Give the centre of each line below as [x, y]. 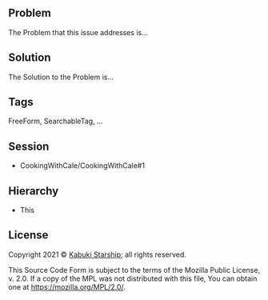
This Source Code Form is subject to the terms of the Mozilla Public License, [134, 270]
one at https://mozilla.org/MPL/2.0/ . [67, 286]
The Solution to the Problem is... [61, 77]
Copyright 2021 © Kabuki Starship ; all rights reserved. [97, 254]
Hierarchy [34, 191]
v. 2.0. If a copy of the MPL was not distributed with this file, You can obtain [133, 278]
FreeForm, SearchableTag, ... [56, 121]
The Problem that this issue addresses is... [78, 32]
